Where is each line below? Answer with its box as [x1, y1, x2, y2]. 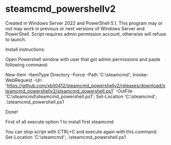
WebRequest [5, 77, 32, 83]
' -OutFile [112, 88, 133, 94]
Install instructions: [5, 46, 45, 52]
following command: [5, 61, 49, 68]
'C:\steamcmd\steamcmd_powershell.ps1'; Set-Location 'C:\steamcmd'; [5, 93, 157, 99]
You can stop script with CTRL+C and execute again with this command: [5, 129, 158, 135]
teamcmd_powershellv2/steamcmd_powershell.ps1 [5, 88, 113, 94]
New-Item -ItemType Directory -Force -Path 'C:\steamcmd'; [5, 71, 132, 77]
